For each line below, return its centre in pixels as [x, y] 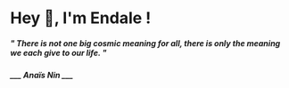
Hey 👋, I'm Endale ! [81, 18]
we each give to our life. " [58, 52]
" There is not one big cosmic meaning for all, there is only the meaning [145, 43]
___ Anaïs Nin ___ [42, 76]
